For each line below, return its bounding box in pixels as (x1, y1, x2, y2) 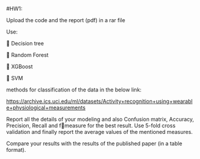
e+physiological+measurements (6, 104, 86, 111)
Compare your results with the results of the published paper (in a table (6, 140, 183, 147)
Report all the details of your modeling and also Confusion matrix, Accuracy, (6, 116, 195, 123)
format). (6, 146, 26, 153)
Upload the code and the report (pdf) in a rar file (6, 17, 126, 23)
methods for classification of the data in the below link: (6, 86, 142, 93)
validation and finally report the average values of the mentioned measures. (6, 129, 193, 135)
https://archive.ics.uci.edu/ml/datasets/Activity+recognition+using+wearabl (6, 98, 193, 105)
